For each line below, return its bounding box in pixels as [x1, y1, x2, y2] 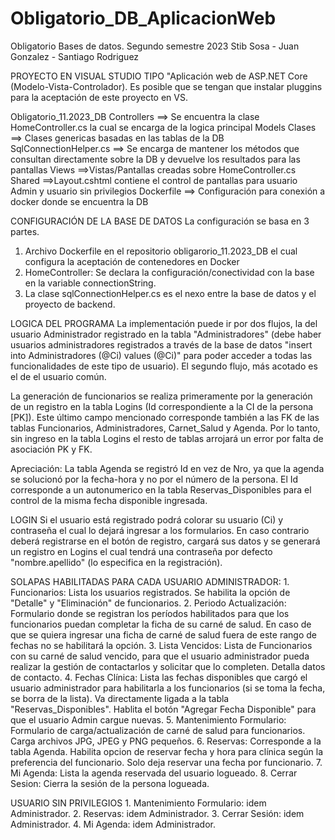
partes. [10, 225, 40, 237]
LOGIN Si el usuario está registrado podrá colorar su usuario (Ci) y [10, 513, 284, 526]
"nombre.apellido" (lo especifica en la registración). [10, 556, 223, 568]
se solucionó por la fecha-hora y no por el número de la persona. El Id [10, 473, 299, 485]
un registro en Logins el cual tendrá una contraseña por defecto [10, 545, 273, 557]
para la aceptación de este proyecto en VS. [10, 91, 188, 103]
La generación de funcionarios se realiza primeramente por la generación [10, 390, 313, 402]
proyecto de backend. [24, 298, 116, 310]
